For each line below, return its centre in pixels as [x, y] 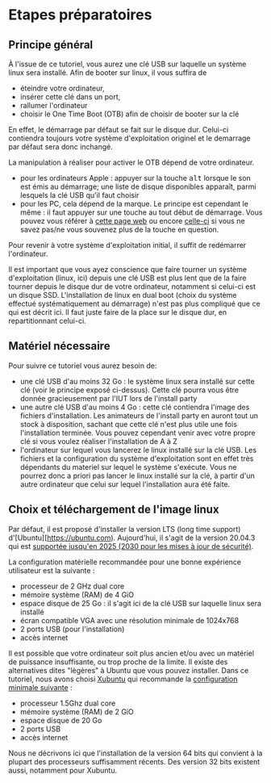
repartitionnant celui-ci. [47, 321]
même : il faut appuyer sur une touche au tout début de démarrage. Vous [141, 212]
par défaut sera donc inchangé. [60, 147]
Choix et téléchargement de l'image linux [114, 510]
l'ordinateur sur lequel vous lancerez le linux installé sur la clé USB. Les [138, 450]
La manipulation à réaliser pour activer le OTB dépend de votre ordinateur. [131, 162]
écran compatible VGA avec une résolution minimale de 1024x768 [129, 620]
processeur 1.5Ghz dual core [68, 703]
